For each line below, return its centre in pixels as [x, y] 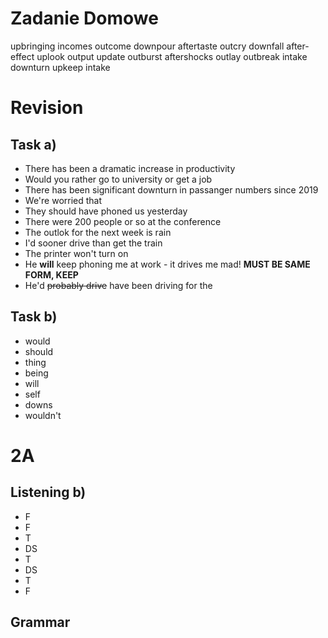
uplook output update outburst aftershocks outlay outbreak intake [172, 56]
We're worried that [63, 200]
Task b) [34, 317]
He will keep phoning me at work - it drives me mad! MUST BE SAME [167, 264]
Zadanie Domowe [84, 18]
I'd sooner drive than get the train [93, 243]
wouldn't [43, 415]
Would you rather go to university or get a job [118, 179]
